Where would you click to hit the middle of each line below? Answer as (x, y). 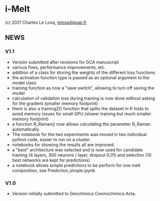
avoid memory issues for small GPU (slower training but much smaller (82, 114)
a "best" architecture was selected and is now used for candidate (77, 150)
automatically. (26, 129)
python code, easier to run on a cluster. (51, 139)
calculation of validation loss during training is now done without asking (83, 98)
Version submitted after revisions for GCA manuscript (65, 62)
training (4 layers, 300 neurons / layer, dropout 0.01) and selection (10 (82, 155)
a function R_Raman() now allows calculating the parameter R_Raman (81, 124)
